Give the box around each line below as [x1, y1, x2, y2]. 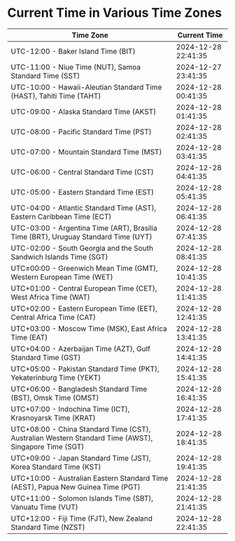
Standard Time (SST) [10, 71, 80, 80]
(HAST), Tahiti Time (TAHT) [10, 91, 101, 101]
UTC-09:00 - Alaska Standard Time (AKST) [10, 106, 157, 116]
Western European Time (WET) [10, 272, 113, 281]
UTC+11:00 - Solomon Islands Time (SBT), [10, 493, 154, 503]
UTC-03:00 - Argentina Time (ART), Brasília [10, 223, 157, 232]
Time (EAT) [10, 332, 48, 342]
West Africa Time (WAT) [10, 292, 91, 302]
